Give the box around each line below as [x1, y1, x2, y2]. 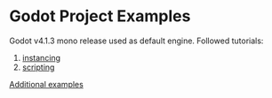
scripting [21, 62, 55, 72]
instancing [21, 52, 60, 63]
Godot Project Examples [9, 6, 191, 26]
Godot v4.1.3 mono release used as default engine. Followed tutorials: [9, 35, 264, 46]
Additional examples [9, 79, 84, 89]
